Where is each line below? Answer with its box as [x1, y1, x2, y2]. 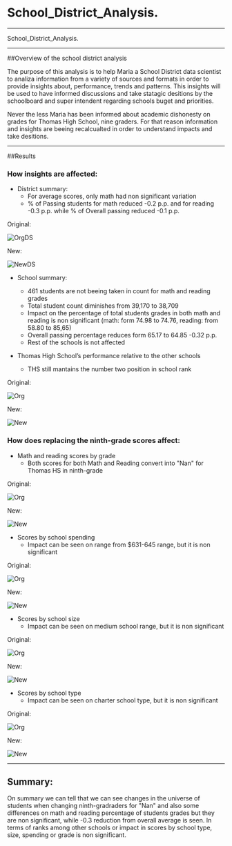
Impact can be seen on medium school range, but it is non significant [27, 622, 224, 630]
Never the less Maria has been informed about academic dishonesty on [7, 110, 211, 118]
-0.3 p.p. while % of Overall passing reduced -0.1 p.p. [27, 207, 180, 215]
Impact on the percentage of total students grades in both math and [27, 309, 221, 317]
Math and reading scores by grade [17, 451, 116, 460]
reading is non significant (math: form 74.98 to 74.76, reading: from [27, 316, 219, 325]
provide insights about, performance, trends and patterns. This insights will [7, 81, 221, 90]
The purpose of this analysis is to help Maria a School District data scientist [7, 67, 222, 75]
